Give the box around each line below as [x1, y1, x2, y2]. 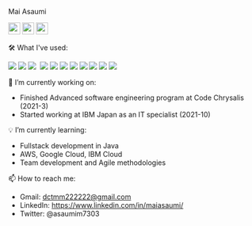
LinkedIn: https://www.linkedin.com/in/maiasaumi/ [19, 201, 184, 209]
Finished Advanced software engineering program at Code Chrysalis [19, 93, 244, 102]
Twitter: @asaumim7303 [19, 209, 100, 218]
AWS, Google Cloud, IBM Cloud [19, 150, 123, 159]
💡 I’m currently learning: [8, 125, 87, 134]
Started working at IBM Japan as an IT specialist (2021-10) [19, 110, 212, 119]
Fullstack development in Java [19, 141, 119, 150]
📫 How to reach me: [8, 174, 76, 183]
